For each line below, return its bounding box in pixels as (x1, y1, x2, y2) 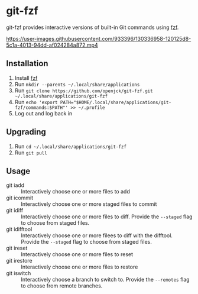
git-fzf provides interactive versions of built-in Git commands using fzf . (6, 24, 179, 31)
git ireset (6, 244, 28, 252)
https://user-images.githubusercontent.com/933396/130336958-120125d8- (6, 35, 191, 42)
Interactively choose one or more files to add (21, 188, 130, 195)
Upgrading (6, 127, 46, 137)
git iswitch (6, 270, 31, 277)
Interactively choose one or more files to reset (21, 251, 134, 258)
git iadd (6, 182, 25, 189)
